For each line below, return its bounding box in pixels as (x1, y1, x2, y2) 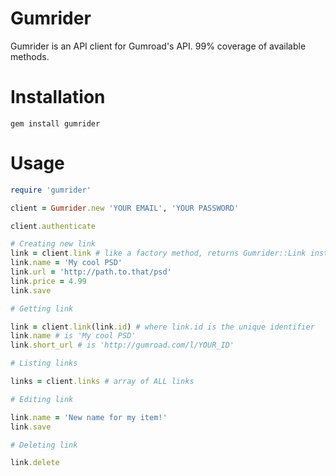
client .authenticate (10, 221, 97, 231)
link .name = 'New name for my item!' (10, 412, 168, 422)
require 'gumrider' (10, 185, 92, 195)
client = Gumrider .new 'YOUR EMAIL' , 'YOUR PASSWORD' (10, 203, 240, 213)
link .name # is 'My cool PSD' (10, 331, 137, 341)
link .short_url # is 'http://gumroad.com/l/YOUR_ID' (10, 340, 235, 351)
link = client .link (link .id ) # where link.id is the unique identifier (10, 322, 315, 332)
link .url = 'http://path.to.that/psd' (10, 267, 172, 277)
